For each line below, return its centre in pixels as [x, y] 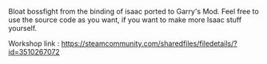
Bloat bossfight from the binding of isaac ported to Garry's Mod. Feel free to [134, 11]
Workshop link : [34, 43]
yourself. [23, 28]
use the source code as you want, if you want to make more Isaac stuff [125, 20]
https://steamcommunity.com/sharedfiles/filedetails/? [149, 43]
